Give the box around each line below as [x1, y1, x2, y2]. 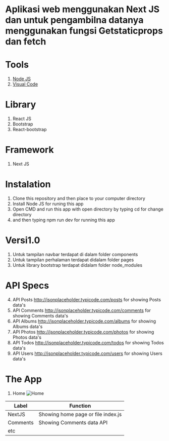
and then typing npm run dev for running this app [12, 217, 115, 223]
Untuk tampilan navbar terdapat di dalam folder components [12, 251, 138, 257]
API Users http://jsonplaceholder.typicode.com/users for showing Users [12, 350, 162, 356]
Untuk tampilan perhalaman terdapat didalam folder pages [12, 257, 134, 263]
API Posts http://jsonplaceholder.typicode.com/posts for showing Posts [12, 296, 161, 302]
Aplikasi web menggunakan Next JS [5, 4, 160, 15]
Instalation [5, 179, 51, 190]
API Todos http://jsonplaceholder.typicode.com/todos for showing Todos [12, 339, 164, 345]
